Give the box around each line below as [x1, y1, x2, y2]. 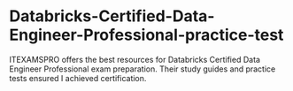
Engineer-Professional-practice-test [9, 25, 284, 45]
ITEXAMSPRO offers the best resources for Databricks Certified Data [9, 54, 261, 64]
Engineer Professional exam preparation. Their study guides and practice [9, 64, 276, 74]
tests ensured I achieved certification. [9, 72, 147, 83]
